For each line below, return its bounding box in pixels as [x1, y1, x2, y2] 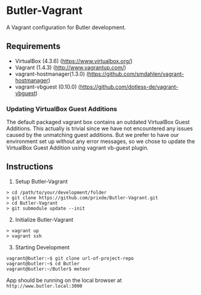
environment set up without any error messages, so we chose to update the [6, 138, 196, 145]
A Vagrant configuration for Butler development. [6, 24, 126, 31]
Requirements [6, 41, 61, 51]
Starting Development [15, 244, 70, 251]
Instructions [6, 162, 53, 172]
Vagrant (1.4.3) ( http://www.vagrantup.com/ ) [15, 64, 127, 71]
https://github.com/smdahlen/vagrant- [88, 70, 185, 78]
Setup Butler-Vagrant [15, 177, 68, 185]
